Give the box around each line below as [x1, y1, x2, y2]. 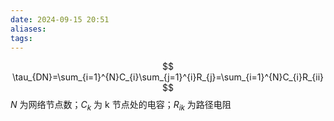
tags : [10, 33, 33, 43]
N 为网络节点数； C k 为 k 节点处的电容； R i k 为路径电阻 [10, 99, 232, 113]
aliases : [10, 24, 47, 34]
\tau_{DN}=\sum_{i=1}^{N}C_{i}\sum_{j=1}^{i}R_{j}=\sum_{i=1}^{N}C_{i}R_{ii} [11, 71, 325, 83]
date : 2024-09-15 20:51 [10, 14, 110, 25]
